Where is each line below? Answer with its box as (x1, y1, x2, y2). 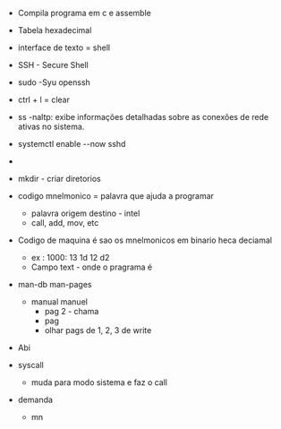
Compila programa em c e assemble (17, 8, 152, 18)
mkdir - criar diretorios (17, 174, 101, 184)
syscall (17, 360, 45, 370)
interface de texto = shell (17, 42, 110, 53)
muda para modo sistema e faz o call (30, 377, 168, 388)
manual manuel (30, 296, 88, 307)
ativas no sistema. (17, 121, 85, 132)
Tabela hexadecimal (17, 25, 92, 35)
